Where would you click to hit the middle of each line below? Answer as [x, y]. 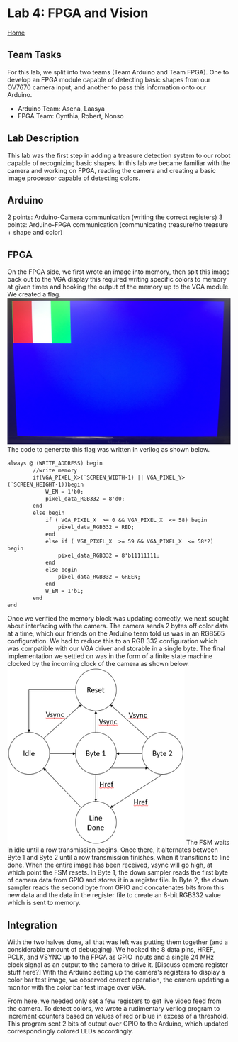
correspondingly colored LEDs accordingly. [70, 1031]
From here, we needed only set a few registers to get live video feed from [114, 1001]
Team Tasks [34, 55]
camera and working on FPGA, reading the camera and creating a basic [112, 170]
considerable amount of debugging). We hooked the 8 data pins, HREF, [111, 949]
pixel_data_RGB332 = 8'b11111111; [109, 556]
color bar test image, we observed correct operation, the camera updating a [118, 980]
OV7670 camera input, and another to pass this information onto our [107, 87]
